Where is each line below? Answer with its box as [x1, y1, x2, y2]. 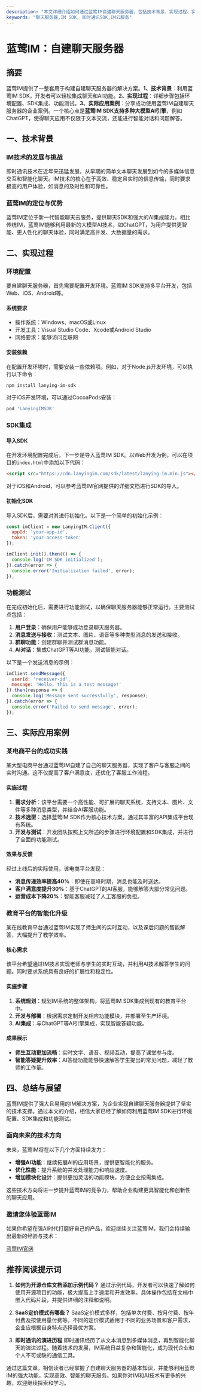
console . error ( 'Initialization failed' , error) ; [11, 567, 135, 574]
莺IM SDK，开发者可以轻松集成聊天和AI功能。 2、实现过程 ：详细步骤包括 [6, 92, 185, 99]
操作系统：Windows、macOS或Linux [14, 319, 106, 326]
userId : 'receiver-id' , [11, 676, 71, 682]
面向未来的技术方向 [6, 1131, 62, 1140]
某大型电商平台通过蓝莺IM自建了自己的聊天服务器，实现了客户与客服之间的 [6, 762, 191, 769]
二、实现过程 [6, 248, 54, 258]
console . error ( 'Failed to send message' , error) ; [11, 704, 138, 710]
